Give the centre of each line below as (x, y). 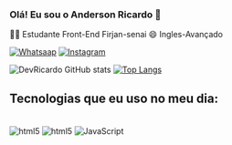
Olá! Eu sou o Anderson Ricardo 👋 (85, 15)
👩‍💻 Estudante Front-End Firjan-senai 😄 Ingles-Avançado (116, 35)
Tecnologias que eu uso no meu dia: (114, 98)
